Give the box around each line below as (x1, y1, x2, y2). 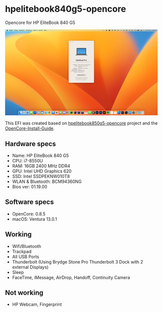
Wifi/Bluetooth (12, 243, 41, 249)
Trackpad (12, 248, 32, 254)
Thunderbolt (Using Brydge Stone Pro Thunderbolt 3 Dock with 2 (12, 259, 143, 265)
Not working (5, 289, 44, 297)
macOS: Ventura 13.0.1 (12, 216, 57, 222)
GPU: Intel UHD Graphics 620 (12, 168, 72, 174)
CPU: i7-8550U (12, 158, 43, 163)
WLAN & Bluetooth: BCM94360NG (12, 178, 82, 184)
